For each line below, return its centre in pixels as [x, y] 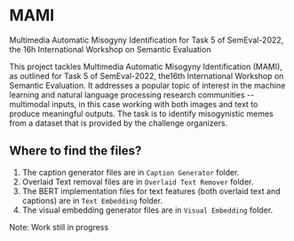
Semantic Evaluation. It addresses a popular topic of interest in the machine [147, 85]
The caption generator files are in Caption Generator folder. [131, 172]
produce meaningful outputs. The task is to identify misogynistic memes [141, 113]
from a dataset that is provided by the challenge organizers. [119, 123]
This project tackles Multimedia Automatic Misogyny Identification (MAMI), [146, 66]
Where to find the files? [75, 151]
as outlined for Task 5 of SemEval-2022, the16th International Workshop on [147, 75]
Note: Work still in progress [59, 227]
